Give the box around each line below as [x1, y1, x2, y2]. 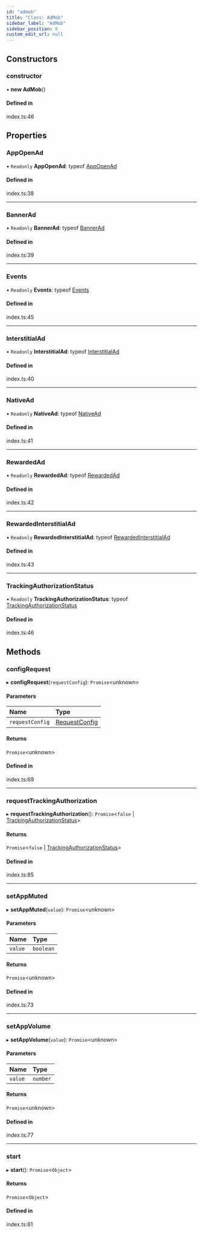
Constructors [6, 54, 58, 64]
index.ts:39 [6, 252, 34, 259]
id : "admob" [6, 8, 36, 15]
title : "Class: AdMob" [6, 15, 63, 21]
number [32, 1075, 51, 1082]
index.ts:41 [6, 437, 33, 444]
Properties [6, 131, 47, 141]
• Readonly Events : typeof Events [6, 286, 89, 294]
